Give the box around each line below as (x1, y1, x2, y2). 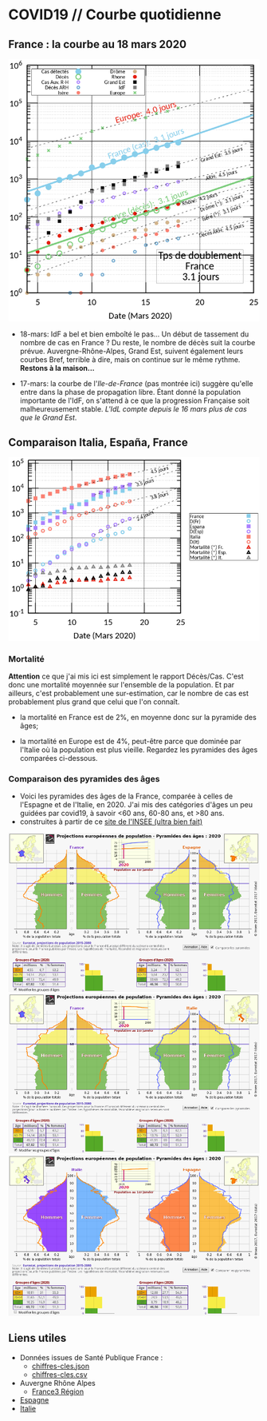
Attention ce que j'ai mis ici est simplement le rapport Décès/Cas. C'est (8, 671, 245, 681)
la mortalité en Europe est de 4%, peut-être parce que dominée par (19, 737, 241, 746)
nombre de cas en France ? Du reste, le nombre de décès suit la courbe (19, 337, 256, 347)
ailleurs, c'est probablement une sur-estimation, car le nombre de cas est (8, 689, 249, 699)
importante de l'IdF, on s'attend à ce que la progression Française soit (19, 396, 250, 405)
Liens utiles (8, 1331, 67, 1345)
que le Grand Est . (19, 412, 77, 422)
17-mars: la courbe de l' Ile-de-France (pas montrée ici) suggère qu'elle (19, 378, 253, 388)
